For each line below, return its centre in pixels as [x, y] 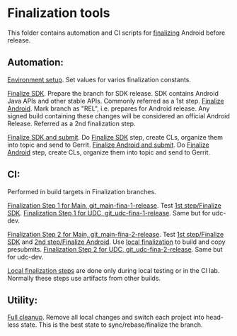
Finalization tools [59, 13]
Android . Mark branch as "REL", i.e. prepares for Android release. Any [109, 108]
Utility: [22, 300]
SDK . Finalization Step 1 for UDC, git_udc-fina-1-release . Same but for [109, 213]
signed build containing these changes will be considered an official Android [118, 116]
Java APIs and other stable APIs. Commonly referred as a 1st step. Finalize [116, 101]
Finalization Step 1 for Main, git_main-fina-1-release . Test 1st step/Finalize [114, 205]
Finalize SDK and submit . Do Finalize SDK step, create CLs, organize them [115, 137]
